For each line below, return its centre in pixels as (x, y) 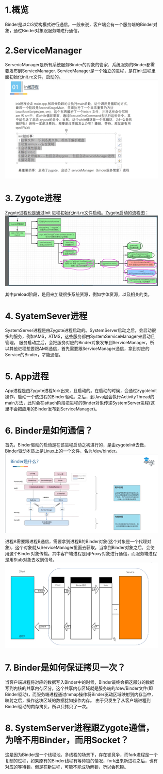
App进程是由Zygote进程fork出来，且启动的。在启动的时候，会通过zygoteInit (81, 391)
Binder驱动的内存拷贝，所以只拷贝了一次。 (48, 706)
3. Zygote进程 (33, 198)
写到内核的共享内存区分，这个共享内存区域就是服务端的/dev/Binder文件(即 (79, 688)
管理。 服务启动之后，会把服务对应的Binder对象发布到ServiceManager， (78, 343)
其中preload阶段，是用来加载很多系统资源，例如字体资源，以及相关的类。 (79, 294)
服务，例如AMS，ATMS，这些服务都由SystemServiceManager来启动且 (84, 336)
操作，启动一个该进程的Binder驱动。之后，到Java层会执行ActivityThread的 (80, 397)
